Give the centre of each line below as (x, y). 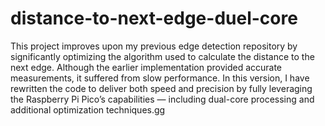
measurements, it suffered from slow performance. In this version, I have (160, 78)
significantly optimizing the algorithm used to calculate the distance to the (162, 56)
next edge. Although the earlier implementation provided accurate (146, 67)
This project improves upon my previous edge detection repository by (154, 46)
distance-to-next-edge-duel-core (154, 18)
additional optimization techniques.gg (88, 109)
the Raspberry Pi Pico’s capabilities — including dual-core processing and (162, 99)
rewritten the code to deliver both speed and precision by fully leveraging (161, 88)
